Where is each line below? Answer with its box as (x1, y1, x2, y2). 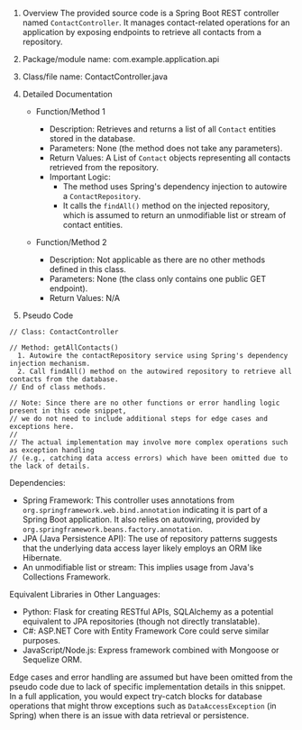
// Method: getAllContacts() (9, 343, 119, 352)
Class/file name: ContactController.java (22, 71, 169, 82)
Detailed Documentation (22, 89, 113, 99)
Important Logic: (49, 171, 111, 182)
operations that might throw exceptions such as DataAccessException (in (9, 700, 277, 711)
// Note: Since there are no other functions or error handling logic (9, 398, 280, 407)
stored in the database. (49, 133, 135, 143)
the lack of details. (9, 461, 91, 470)
